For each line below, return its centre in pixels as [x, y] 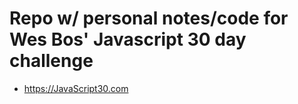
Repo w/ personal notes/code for [149, 18]
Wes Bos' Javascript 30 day [128, 39]
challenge [51, 61]
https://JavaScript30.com [76, 88]
